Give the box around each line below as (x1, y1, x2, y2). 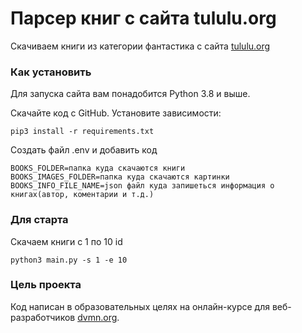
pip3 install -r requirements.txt (10, 127, 155, 137)
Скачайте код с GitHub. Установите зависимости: (10, 107, 222, 119)
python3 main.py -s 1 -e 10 (10, 255, 128, 265)
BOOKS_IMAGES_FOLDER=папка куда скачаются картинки (10, 172, 230, 182)
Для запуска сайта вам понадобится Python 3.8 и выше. (10, 88, 251, 100)
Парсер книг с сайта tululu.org (10, 7, 277, 30)
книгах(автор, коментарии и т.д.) (10, 190, 155, 200)
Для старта (10, 213, 69, 227)
